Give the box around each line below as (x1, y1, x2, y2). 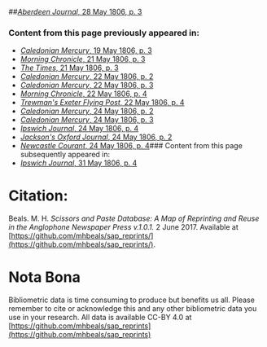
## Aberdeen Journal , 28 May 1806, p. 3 (8, 7, 142, 16)
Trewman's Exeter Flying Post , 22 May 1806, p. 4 (20, 98, 185, 108)
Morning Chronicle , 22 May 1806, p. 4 (20, 89, 147, 99)
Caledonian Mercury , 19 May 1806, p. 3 (20, 46, 152, 55)
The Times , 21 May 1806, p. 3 (20, 63, 120, 72)
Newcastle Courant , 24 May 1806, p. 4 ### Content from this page (20, 141, 243, 151)
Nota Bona (8, 268, 81, 287)
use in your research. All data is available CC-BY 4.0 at (8, 313, 192, 323)
